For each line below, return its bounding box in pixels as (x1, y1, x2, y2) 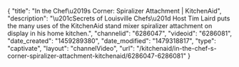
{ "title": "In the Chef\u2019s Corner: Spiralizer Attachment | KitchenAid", (7, 7, 222, 15)
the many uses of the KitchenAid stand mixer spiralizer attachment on (7, 22, 213, 30)
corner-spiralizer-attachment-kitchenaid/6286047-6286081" (7, 51, 187, 60)
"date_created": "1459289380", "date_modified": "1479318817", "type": (7, 37, 216, 45)
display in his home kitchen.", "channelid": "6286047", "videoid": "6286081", (7, 29, 233, 37)
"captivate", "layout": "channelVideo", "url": (7, 44, 136, 52)
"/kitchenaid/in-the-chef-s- (136, 44, 217, 52)
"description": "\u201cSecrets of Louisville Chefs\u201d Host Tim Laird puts (7, 14, 230, 23)
